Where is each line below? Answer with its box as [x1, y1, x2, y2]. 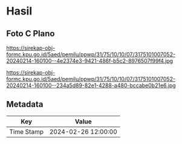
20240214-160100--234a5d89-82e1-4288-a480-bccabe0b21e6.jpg [6, 82, 177, 89]
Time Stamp [9, 127, 44, 136]
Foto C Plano [6, 28, 55, 39]
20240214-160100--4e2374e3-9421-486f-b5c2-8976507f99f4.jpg [6, 57, 174, 64]
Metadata [6, 99, 44, 110]
